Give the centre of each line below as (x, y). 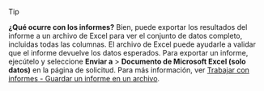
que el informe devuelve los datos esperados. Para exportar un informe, (128, 53)
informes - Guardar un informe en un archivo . (84, 79)
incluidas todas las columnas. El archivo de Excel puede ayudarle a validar (132, 44)
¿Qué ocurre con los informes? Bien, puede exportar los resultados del (128, 27)
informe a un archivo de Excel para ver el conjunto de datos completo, (126, 36)
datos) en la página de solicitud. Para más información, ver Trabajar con (129, 70)
